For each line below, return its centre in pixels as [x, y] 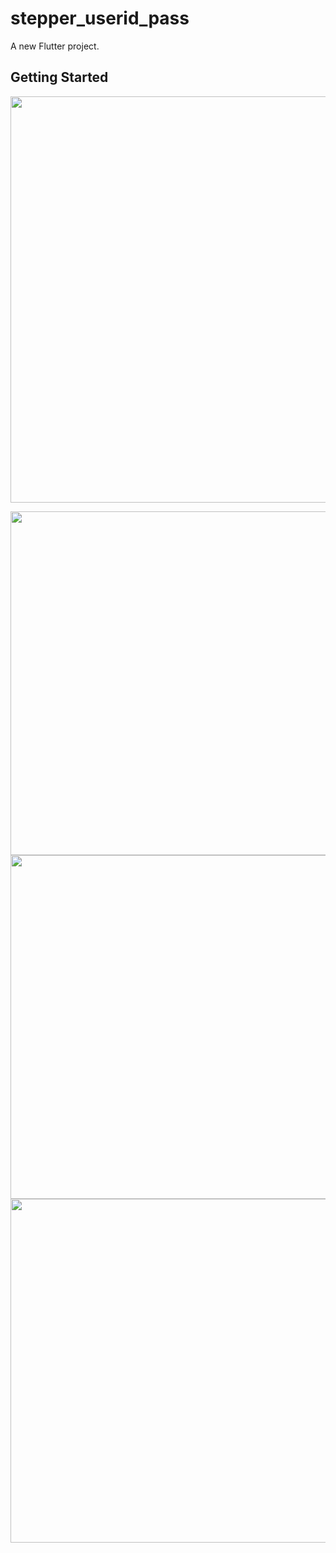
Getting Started [59, 77]
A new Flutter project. [55, 46]
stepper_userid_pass [100, 18]
